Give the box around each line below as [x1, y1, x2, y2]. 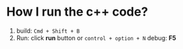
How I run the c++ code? [6, 4, 148, 20]
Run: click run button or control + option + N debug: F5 [16, 33, 177, 42]
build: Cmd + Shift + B [16, 27, 80, 35]
